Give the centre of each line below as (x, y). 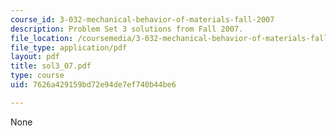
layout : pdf (35, 57)
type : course (37, 76)
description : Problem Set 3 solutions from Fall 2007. (127, 29)
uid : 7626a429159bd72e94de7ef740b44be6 (93, 85)
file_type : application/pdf (69, 47)
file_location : (42, 38)
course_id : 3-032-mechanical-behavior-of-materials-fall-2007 (142, 19)
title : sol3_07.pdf (51, 66)
